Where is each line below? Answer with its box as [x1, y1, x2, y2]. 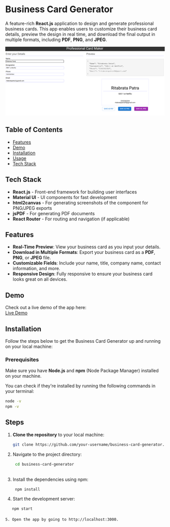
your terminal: [5, 388, 34, 394]
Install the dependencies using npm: [12, 476, 89, 482]
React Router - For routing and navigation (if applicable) [12, 216, 130, 222]
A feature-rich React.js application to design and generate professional [5, 20, 154, 26]
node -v [5, 399, 22, 404]
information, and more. [12, 266, 61, 272]
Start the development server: [12, 496, 75, 502]
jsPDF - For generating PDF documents [12, 210, 95, 216]
